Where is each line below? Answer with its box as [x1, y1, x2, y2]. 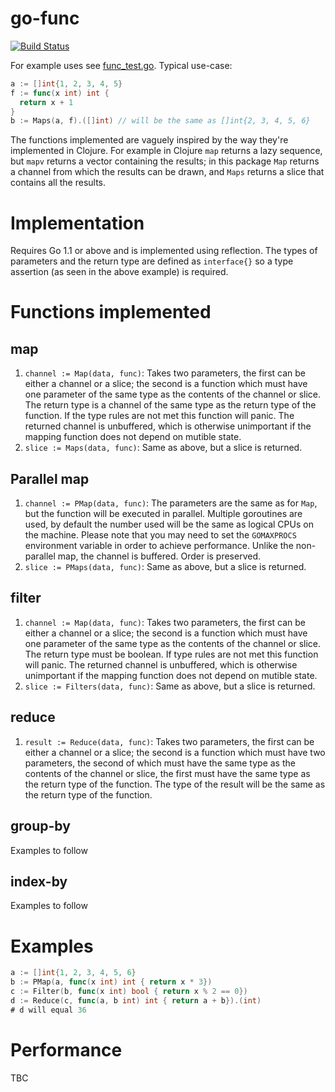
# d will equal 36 [10, 1005, 87, 1015]
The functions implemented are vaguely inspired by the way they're [10, 134, 289, 146]
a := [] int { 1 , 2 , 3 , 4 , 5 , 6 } [10, 968, 137, 978]
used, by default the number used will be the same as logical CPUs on [24, 518, 314, 531]
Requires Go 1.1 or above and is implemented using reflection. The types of [10, 245, 318, 257]
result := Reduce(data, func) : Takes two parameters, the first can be [24, 735, 315, 747]
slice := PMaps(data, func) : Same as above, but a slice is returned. [24, 561, 307, 573]
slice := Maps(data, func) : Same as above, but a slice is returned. [24, 442, 303, 454]
